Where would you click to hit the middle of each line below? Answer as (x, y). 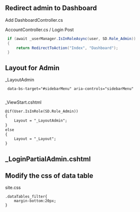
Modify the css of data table (49, 176)
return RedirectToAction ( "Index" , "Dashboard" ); (67, 48)
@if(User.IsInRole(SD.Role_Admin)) (42, 111)
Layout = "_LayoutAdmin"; (41, 121)
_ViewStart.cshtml (23, 102)
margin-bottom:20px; (35, 201)
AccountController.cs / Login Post (40, 30)
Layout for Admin (32, 68)
